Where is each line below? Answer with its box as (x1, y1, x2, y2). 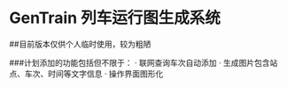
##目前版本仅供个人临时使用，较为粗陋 (9, 39, 151, 49)
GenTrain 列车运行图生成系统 (9, 8, 221, 28)
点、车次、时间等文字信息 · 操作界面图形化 (9, 68, 164, 79)
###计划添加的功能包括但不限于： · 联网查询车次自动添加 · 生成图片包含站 (9, 57, 278, 68)
